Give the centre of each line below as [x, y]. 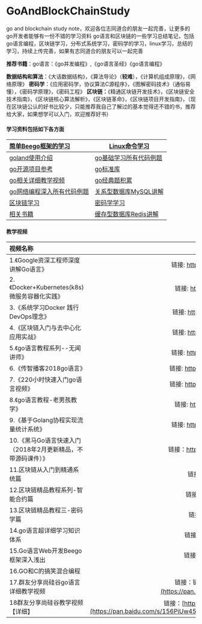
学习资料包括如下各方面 [35, 129]
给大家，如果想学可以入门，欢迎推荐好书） [59, 114]
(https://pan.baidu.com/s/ [126, 611]
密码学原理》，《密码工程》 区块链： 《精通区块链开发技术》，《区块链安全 [108, 91]
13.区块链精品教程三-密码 [46, 510]
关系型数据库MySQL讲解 [129, 192]
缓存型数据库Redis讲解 [127, 214]
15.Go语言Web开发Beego [46, 551]
